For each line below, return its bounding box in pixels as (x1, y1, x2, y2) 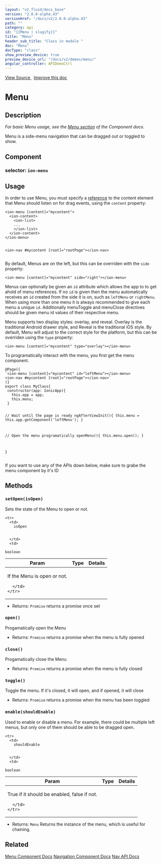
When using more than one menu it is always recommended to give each (5, 300, 150, 305)
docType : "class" (5, 48, 40, 53)
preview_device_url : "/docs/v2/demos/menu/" (5, 57, 96, 62)
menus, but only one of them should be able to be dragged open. (5, 724, 135, 730)
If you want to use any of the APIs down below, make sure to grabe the (5, 462, 146, 468)
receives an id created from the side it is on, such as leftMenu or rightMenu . (5, 294, 156, 300)
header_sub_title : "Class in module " (5, 39, 83, 44)
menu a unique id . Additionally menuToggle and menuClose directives (5, 304, 145, 310)
